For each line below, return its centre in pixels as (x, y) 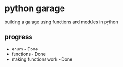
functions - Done (28, 54)
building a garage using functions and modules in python (61, 22)
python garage (35, 8)
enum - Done (25, 49)
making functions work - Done (42, 59)
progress (18, 37)
